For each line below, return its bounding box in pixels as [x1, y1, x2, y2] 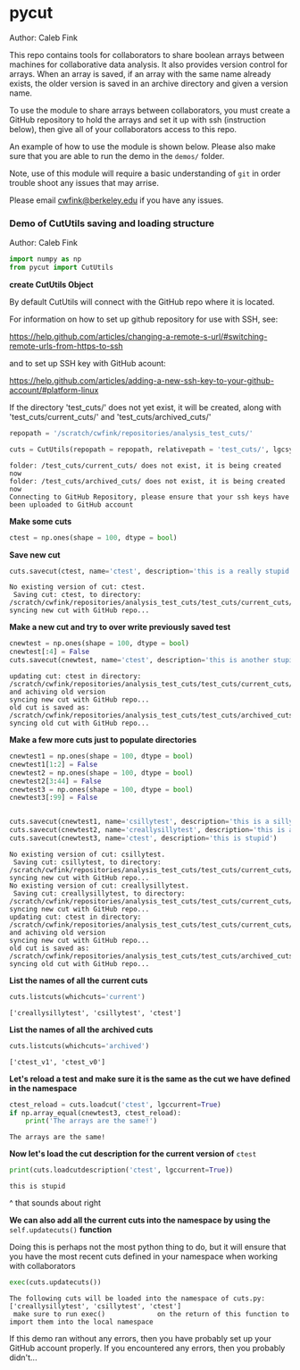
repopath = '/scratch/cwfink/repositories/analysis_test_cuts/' [9, 428, 254, 438]
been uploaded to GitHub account [9, 500, 134, 509]
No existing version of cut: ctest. [9, 583, 146, 592]
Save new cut [9, 549, 61, 560]
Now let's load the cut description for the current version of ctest [9, 1148, 257, 1159]
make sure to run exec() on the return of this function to [12, 1310, 290, 1319]
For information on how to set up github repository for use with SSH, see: [9, 314, 279, 324]
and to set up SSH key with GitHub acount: [9, 357, 167, 368]
